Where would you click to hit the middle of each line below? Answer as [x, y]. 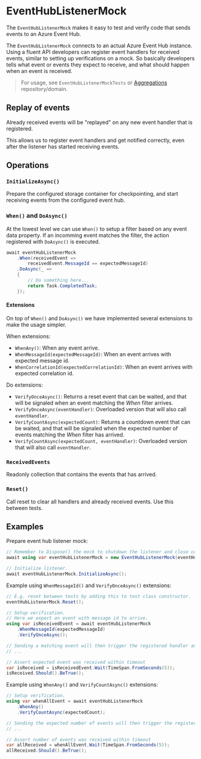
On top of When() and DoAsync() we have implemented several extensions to [99, 318]
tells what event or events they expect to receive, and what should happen [98, 65]
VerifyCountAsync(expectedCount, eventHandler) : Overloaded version [101, 441]
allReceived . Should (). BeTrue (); [46, 751]
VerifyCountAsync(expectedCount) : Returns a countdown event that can [103, 422]
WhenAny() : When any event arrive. [57, 348]
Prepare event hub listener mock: [47, 541]
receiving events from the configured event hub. [66, 200]
